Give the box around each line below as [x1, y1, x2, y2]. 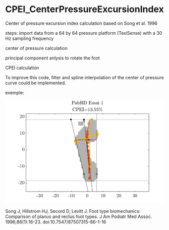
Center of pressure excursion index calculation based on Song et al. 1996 [5, 20, 158, 26]
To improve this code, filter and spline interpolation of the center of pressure [5, 74, 164, 80]
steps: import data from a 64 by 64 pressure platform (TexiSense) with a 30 [5, 30, 162, 36]
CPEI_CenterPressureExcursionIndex [5, 4, 164, 15]
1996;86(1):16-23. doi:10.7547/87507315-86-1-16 [5, 218, 106, 225]
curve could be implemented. [5, 80, 67, 86]
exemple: [5, 89, 24, 95]
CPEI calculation [5, 65, 39, 71]
